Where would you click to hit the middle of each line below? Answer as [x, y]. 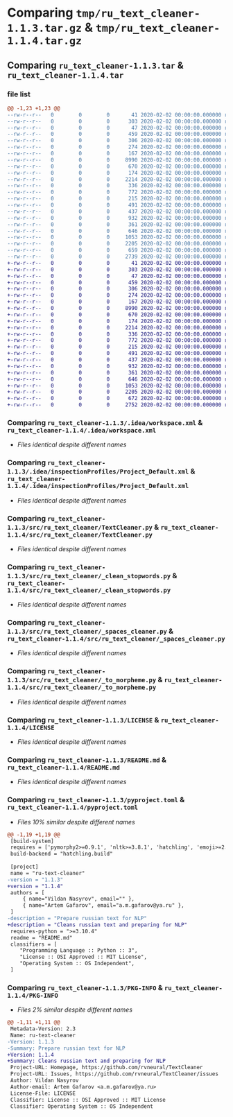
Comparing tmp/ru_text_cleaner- [104, 13]
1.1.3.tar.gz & [50, 27]
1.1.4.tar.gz [44, 41]
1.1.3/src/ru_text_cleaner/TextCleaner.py [80, 527]
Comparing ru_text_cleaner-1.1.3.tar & [95, 65]
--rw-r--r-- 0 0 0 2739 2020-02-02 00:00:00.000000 [114, 257]
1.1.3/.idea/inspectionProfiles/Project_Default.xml [98, 472]
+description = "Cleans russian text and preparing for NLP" [97, 925]
